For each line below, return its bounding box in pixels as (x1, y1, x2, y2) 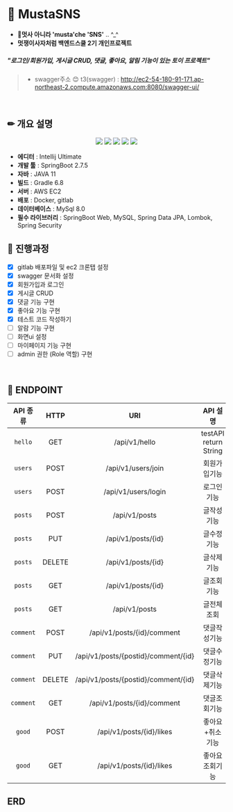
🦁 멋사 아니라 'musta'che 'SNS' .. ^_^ (17, 30, 119, 38)
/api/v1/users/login (103, 487, 166, 497)
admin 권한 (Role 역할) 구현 (17, 350, 93, 358)
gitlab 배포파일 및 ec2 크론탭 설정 (17, 262, 109, 271)
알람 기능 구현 (17, 324, 55, 332)
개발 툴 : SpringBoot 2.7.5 (17, 161, 89, 169)
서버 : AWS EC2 (17, 187, 62, 196)
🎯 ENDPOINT (7, 384, 64, 396)
